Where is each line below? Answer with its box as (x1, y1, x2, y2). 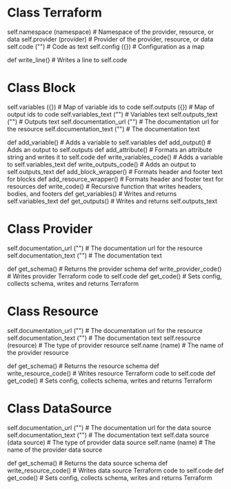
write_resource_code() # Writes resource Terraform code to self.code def (7, 369, 216, 377)
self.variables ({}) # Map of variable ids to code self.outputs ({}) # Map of (7, 102, 215, 111)
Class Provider (7, 221, 93, 237)
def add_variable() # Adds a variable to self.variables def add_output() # (7, 138, 212, 146)
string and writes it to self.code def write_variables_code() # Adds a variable (7, 153, 223, 161)
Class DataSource (7, 401, 112, 416)
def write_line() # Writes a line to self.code (7, 55, 128, 64)
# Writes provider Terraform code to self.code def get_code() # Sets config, (7, 271, 223, 280)
